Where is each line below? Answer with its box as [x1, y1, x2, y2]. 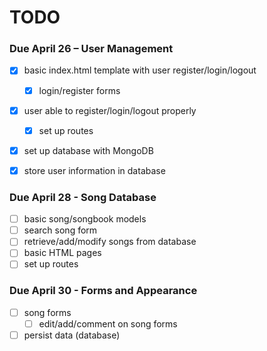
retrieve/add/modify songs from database [23, 236, 197, 248]
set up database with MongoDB [23, 144, 154, 156]
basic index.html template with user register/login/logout [23, 64, 257, 76]
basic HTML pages [23, 247, 102, 259]
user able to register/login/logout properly [23, 104, 197, 116]
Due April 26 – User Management [9, 42, 174, 56]
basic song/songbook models [23, 213, 147, 225]
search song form [23, 224, 98, 236]
